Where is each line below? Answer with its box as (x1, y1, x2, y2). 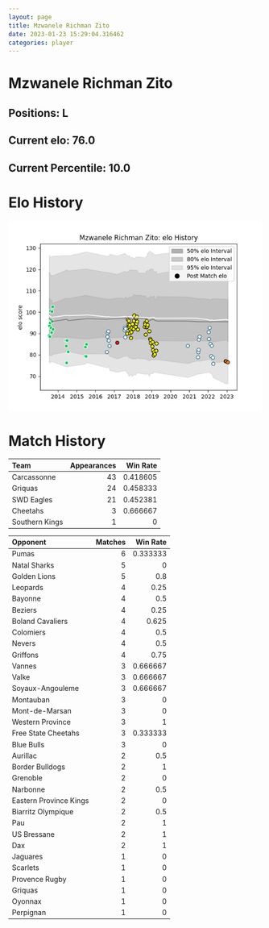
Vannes (11, 661, 37, 671)
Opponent (11, 537, 47, 547)
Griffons (11, 650, 39, 660)
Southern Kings (11, 517, 64, 527)
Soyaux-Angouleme (11, 684, 79, 693)
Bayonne (11, 593, 42, 604)
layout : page (8, 13, 52, 21)
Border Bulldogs (11, 762, 66, 772)
